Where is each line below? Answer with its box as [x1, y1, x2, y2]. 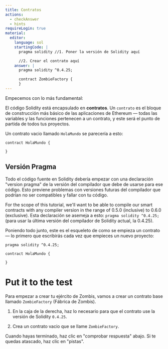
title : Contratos [5, 7, 42, 13]
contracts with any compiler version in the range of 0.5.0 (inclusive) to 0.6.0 [5, 207, 161, 213]
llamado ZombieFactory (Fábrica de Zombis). [5, 298, 96, 304]
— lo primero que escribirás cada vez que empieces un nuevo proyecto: [5, 233, 154, 239]
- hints [10, 21, 26, 27]
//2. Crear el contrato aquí [18, 58, 80, 63]
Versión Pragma [5, 162, 57, 171]
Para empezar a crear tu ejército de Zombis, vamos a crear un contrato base [5, 293, 163, 299]
